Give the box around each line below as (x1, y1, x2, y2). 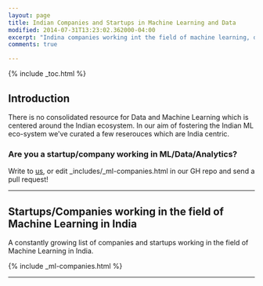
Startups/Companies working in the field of (8, 205, 225, 218)
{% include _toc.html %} (8, 69, 87, 78)
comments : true (8, 41, 58, 49)
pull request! (8, 175, 49, 184)
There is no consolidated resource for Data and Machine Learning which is (8, 112, 249, 121)
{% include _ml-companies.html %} (8, 262, 123, 271)
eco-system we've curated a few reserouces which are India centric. (8, 129, 229, 138)
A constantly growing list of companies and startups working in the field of (8, 238, 249, 248)
